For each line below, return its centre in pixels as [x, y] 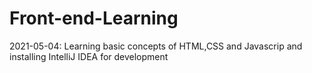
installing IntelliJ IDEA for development [89, 56]
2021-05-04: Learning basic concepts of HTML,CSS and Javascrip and [156, 46]
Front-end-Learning [94, 18]
